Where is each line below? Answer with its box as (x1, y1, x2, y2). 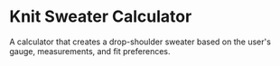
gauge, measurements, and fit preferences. (9, 45, 171, 56)
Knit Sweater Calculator (9, 6, 192, 27)
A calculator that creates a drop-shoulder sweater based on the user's (9, 36, 271, 47)
